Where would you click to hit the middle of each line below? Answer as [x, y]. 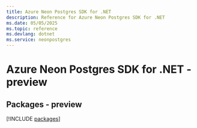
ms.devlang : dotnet [31, 34]
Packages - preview [44, 104]
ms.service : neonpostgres [38, 40]
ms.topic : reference [32, 29]
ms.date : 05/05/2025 [32, 23]
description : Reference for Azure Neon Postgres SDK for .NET [86, 17]
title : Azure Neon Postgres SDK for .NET [59, 12]
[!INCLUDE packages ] [33, 119]
